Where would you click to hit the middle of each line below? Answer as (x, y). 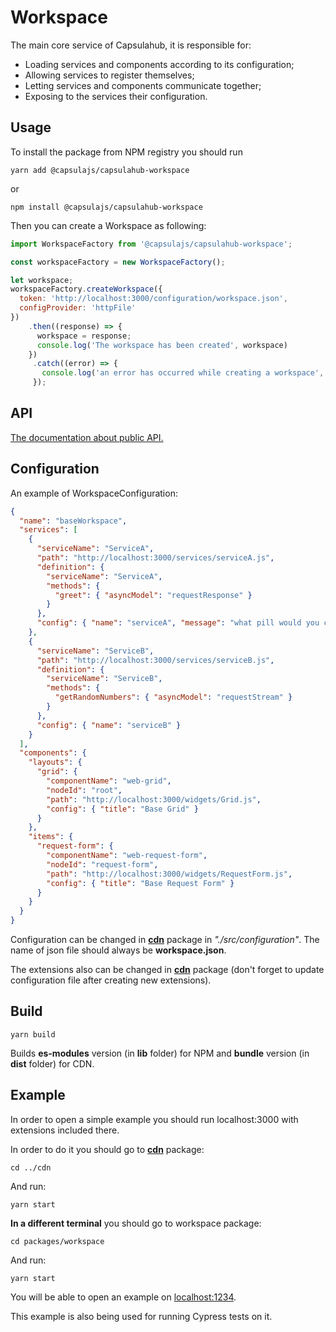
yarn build (33, 1034)
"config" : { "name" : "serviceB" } (109, 725)
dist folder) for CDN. (52, 1063)
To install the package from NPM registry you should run (126, 152)
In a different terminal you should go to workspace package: (136, 1223)
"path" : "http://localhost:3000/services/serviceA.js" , (155, 558)
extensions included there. (65, 1130)
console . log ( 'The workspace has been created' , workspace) (162, 345)
